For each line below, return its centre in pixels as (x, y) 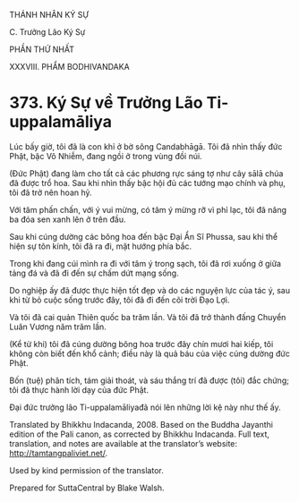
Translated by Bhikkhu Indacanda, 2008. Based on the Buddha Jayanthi (141, 424)
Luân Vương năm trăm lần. (58, 327)
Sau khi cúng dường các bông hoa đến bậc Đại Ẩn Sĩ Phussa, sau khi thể (144, 236)
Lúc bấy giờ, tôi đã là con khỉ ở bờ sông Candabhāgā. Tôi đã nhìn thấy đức (146, 146)
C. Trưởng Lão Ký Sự (47, 32)
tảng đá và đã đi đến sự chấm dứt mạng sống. (94, 273)
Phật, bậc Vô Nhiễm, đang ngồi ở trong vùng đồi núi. (106, 156)
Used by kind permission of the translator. (86, 470)
